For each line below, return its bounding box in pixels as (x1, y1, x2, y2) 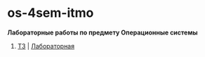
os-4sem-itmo (7, 5, 94, 21)
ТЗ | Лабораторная (17, 42, 75, 50)
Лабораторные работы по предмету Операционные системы (7, 28, 198, 37)
